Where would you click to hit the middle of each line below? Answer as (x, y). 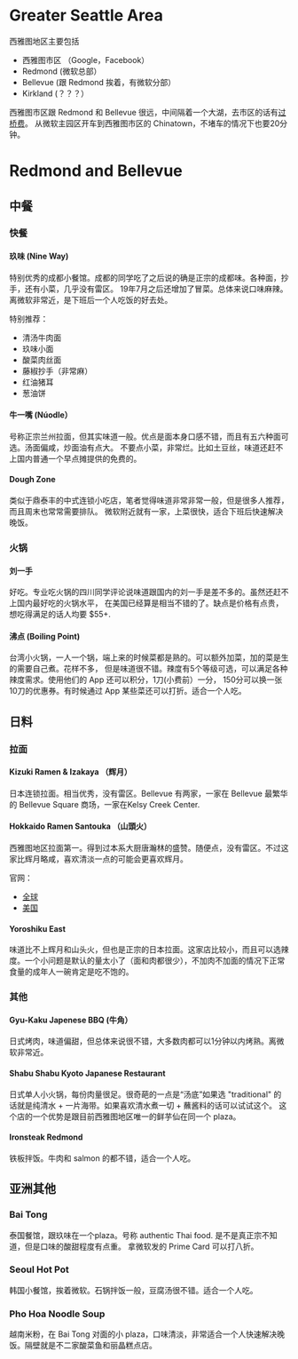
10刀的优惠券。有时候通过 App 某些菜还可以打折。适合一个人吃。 (128, 691)
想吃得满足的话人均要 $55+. (60, 615)
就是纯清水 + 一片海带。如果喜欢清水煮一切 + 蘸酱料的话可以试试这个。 (147, 1105)
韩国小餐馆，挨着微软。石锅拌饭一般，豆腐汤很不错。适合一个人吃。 (133, 1290)
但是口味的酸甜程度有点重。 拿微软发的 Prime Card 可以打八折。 (141, 1246)
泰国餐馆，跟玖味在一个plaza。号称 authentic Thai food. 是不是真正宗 (136, 1235)
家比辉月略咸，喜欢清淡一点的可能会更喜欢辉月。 (98, 859)
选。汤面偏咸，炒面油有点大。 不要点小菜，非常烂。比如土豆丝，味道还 (138, 447)
